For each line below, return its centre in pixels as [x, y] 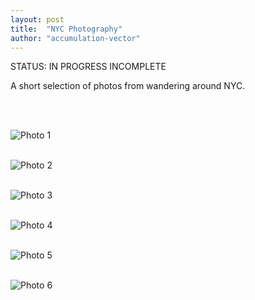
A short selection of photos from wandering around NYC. [128, 86]
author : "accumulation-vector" [75, 38]
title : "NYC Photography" [66, 29]
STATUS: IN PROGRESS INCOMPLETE [88, 67]
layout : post [37, 19]
